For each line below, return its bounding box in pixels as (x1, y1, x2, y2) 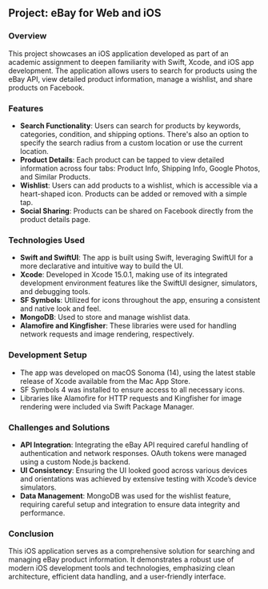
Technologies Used (8, 234, 86, 245)
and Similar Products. (19, 171, 91, 181)
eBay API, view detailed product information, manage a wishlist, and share (8, 74, 254, 83)
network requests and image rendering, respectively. (19, 329, 194, 339)
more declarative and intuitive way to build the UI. (19, 261, 184, 271)
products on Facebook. (8, 83, 86, 92)
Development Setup (8, 349, 87, 361)
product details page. (19, 214, 90, 224)
